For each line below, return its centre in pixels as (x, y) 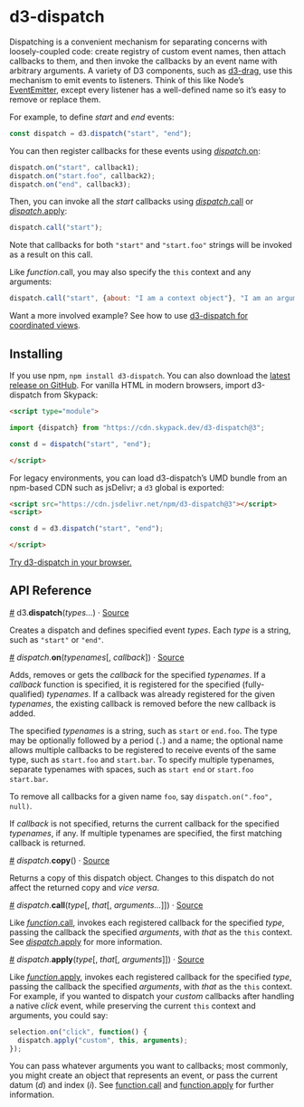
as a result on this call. (51, 254)
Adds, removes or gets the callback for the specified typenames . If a (138, 674)
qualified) (27, 693)
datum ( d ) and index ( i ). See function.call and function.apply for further (142, 1085)
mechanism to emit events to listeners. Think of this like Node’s (127, 80)
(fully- (253, 684)
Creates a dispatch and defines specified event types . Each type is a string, (150, 630)
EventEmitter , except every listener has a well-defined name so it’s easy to (148, 90)
